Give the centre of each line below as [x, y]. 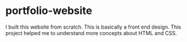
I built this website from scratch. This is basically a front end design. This [93, 27]
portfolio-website [49, 11]
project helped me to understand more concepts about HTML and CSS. [91, 33]
